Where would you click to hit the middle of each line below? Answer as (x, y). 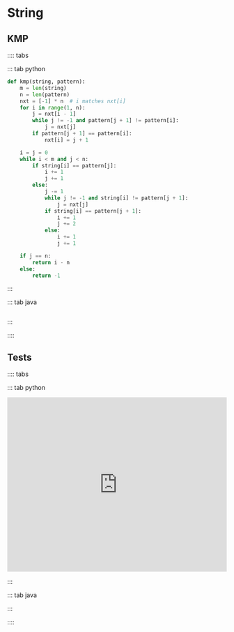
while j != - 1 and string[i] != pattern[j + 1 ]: (116, 198)
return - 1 (46, 276)
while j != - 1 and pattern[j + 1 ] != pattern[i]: (106, 121)
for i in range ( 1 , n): (53, 107)
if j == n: (36, 256)
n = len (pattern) (45, 95)
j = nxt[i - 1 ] (54, 114)
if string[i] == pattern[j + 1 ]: (93, 211)
